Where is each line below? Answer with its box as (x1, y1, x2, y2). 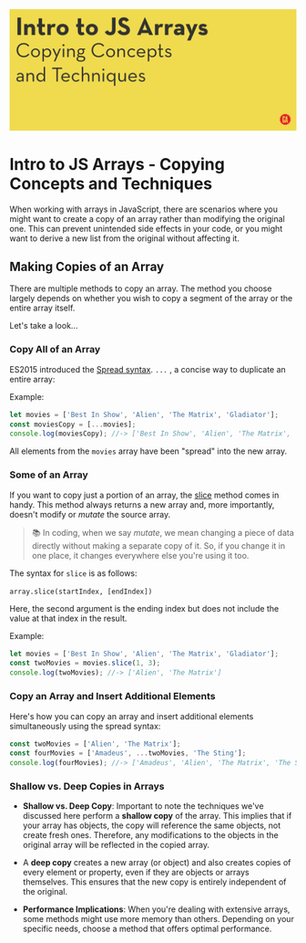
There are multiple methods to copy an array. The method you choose (9, 283, 272, 294)
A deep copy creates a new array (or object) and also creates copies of (22, 857, 291, 868)
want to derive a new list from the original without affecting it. (9, 233, 240, 244)
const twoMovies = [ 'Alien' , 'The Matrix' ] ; (9, 739, 181, 749)
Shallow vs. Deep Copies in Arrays (9, 781, 165, 793)
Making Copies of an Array (9, 258, 165, 274)
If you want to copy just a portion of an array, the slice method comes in (9, 489, 280, 500)
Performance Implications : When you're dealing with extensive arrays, (22, 904, 291, 915)
